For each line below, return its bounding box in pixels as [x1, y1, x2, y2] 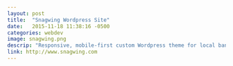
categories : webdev [7, 29, 64, 36]
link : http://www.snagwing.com [7, 49, 98, 56]
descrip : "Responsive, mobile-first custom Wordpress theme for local [7, 42, 216, 49]
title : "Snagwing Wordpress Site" [7, 16, 110, 23]
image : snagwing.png [7, 36, 67, 43]
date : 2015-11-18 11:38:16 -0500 [7, 23, 110, 30]
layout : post [7, 10, 45, 17]
